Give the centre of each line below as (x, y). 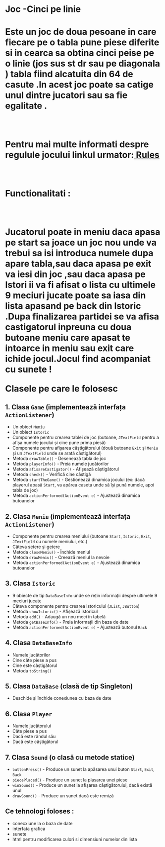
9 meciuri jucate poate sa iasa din (76, 296)
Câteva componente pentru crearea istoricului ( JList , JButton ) (76, 606)
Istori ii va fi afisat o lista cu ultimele (81, 285)
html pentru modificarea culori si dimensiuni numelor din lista (75, 839)
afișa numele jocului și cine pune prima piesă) (59, 443)
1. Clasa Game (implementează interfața (66, 407)
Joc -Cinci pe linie (43, 9)
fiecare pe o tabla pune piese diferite (82, 43)
